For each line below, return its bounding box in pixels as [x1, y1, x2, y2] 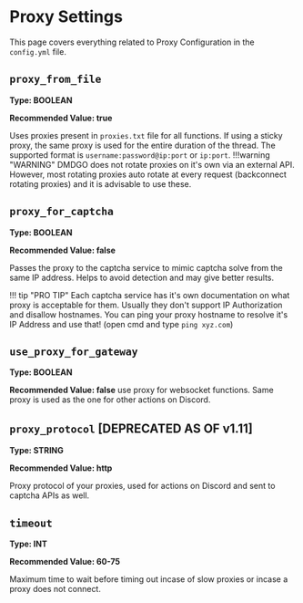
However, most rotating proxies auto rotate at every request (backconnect [9, 169, 287, 180]
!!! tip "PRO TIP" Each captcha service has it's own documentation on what [9, 289, 290, 300]
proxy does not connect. [9, 584, 102, 594]
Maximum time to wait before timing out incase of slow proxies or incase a [9, 574, 288, 585]
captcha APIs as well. [9, 490, 90, 501]
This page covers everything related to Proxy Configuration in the [9, 36, 255, 47]
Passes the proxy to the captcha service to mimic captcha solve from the [9, 262, 284, 273]
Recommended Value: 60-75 [9, 556, 121, 567]
